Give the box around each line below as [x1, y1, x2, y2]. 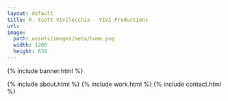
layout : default [7, 10, 53, 17]
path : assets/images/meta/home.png [13, 35, 115, 42]
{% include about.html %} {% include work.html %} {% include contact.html [7, 80, 221, 88]
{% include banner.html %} [7, 66, 84, 75]
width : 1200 [13, 42, 48, 48]
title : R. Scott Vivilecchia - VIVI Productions [7, 16, 149, 23]
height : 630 [13, 48, 48, 55]
